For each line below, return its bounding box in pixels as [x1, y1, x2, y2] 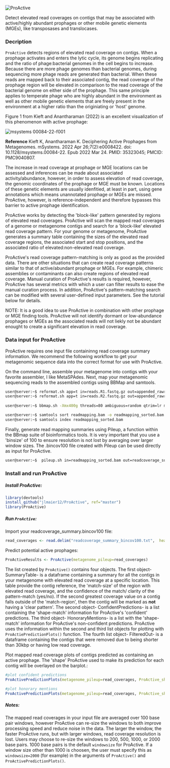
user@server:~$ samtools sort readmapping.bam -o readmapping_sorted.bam [5, 412, 164, 418]
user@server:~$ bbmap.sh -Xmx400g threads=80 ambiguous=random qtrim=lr [5, 403, 162, 408]
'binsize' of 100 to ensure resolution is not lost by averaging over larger [5, 437, 153, 443]
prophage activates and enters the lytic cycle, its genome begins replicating [5, 55, 163, 61]
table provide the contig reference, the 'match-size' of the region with [5, 582, 151, 589]
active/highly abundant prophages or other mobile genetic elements [5, 20, 147, 26]
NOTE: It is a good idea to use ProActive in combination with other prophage [5, 307, 164, 313]
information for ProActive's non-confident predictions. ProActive [20, 620, 155, 626]
